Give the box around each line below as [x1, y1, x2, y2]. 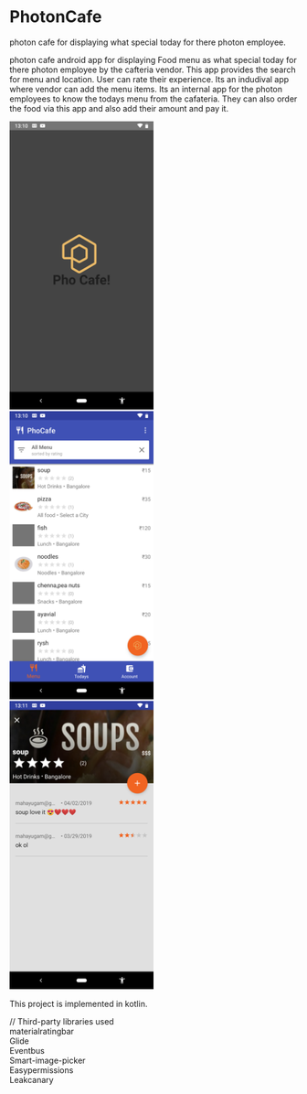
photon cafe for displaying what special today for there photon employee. [9, 37, 286, 48]
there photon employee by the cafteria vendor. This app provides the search [9, 64, 296, 75]
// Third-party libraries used [9, 1015, 114, 1026]
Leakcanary [9, 1074, 54, 1085]
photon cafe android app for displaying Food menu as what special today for [9, 54, 297, 65]
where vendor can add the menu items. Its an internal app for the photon [9, 83, 283, 94]
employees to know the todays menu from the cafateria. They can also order [9, 93, 298, 104]
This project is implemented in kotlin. [9, 998, 148, 1009]
